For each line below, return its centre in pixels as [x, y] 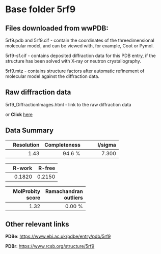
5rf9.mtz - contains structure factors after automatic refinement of [75, 71]
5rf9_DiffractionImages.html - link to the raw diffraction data [68, 104]
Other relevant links [37, 224]
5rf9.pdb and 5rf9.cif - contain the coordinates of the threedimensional [80, 40]
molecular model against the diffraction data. [52, 76]
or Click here [19, 114]
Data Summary [30, 131]
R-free [47, 168]
